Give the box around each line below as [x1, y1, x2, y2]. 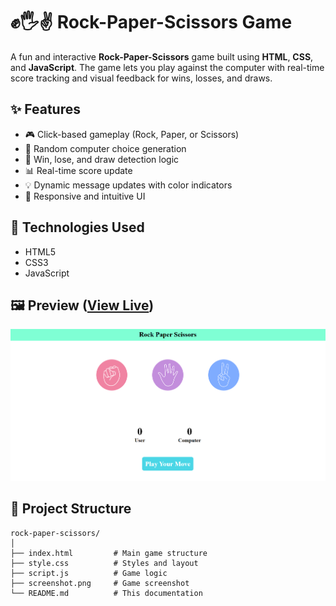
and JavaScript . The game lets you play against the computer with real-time [10, 61, 325, 73]
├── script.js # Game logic [10, 568, 168, 578]
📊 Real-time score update [24, 164, 133, 176]
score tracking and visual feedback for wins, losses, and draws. [10, 72, 273, 84]
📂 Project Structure [10, 500, 132, 518]
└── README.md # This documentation [10, 588, 203, 598]
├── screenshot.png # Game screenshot [10, 578, 190, 588]
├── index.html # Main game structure [10, 548, 208, 558]
